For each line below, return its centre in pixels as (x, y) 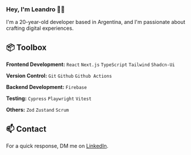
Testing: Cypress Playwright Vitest (49, 98)
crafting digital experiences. (40, 28)
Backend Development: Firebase (46, 87)
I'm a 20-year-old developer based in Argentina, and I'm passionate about (96, 22)
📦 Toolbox (26, 47)
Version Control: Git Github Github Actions (59, 76)
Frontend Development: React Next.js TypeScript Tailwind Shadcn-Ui (91, 64)
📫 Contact (26, 129)
